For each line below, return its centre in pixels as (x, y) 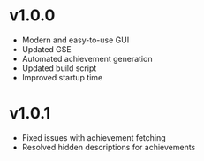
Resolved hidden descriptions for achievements (109, 147)
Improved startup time (62, 77)
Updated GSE (47, 49)
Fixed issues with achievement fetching (94, 137)
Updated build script (59, 68)
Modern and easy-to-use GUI (76, 40)
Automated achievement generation (87, 58)
